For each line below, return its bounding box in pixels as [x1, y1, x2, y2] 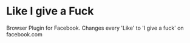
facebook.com [6, 30, 42, 38]
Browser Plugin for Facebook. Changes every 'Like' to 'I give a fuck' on [6, 24, 184, 31]
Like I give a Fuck [6, 4, 94, 18]
